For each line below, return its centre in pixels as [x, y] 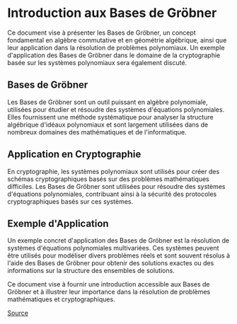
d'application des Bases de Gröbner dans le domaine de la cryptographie [114, 55]
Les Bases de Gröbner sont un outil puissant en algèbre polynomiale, [108, 102]
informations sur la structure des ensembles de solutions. [91, 271]
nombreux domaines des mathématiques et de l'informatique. [97, 132]
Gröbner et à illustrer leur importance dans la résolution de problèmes [109, 292]
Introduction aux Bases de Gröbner [112, 13]
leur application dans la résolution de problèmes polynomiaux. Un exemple [116, 47]
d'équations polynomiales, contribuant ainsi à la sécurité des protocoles [112, 194]
